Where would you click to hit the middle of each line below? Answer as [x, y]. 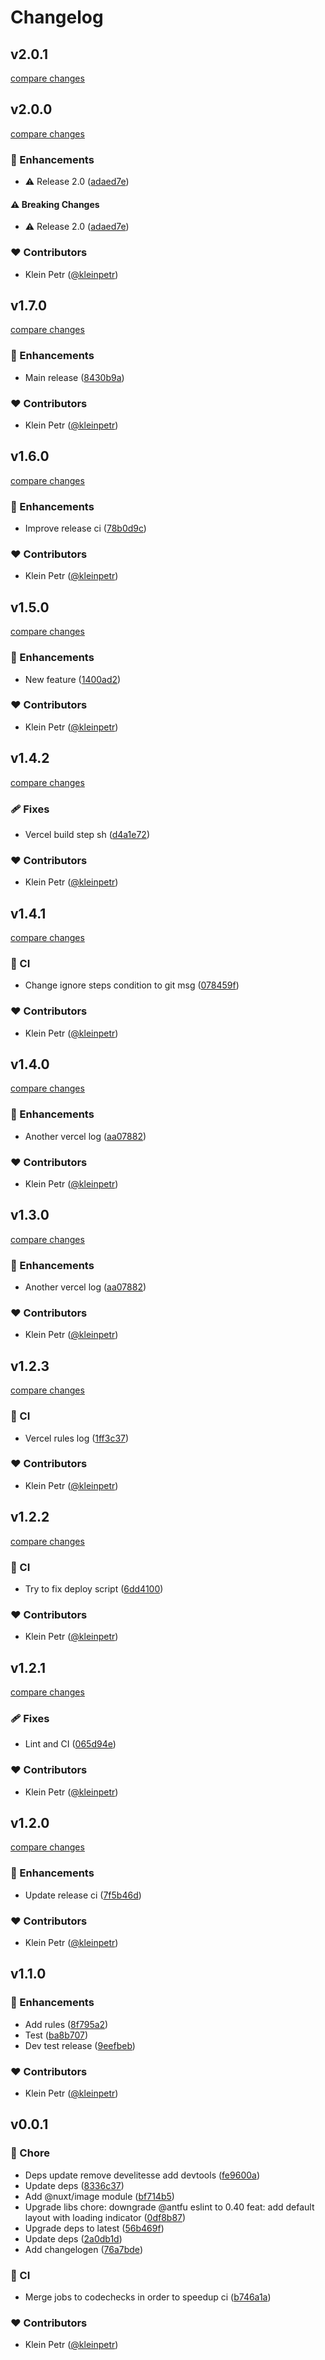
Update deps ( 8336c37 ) [74, 2185]
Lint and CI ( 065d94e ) [70, 1744]
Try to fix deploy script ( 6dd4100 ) [94, 1588]
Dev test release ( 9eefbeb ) [80, 2045]
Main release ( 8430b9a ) [74, 377]
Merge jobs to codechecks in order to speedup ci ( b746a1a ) [148, 2297]
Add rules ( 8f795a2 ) [66, 2024]
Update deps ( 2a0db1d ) [73, 2238]
